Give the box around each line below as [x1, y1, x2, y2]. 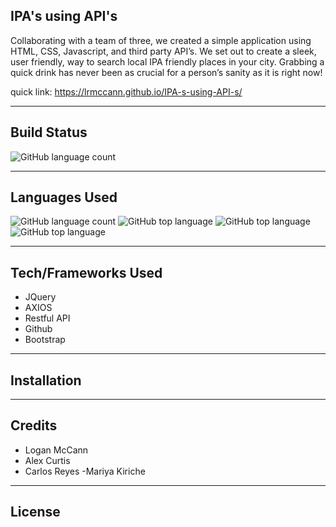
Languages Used [10, 189, 118, 206]
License [10, 504, 61, 521]
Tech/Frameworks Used [10, 264, 163, 281]
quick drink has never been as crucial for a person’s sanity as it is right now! [10, 66, 323, 78]
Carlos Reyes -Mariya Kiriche [24, 465, 146, 477]
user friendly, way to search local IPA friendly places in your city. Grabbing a [10, 55, 325, 68]
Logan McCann [24, 444, 89, 456]
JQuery [24, 291, 57, 303]
